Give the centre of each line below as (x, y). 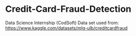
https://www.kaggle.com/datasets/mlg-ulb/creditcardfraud (66, 28)
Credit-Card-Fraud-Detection (68, 9)
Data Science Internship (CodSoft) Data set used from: (62, 23)
